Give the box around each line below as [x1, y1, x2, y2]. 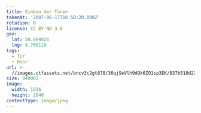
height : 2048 [11, 92, 44, 98]
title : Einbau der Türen [6, 8, 68, 15]
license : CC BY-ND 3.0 [6, 25, 63, 32]
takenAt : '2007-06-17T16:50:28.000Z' [6, 14, 100, 20]
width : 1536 [11, 87, 42, 93]
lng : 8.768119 [11, 42, 47, 48]
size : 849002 [6, 75, 39, 81]
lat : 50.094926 [11, 36, 50, 42]
